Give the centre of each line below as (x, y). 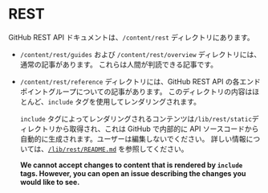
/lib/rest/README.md (82, 150)
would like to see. (50, 182)
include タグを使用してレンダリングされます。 (124, 101)
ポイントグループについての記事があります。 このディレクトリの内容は (136, 91)
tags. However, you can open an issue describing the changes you (133, 173)
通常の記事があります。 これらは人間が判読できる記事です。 (119, 64)
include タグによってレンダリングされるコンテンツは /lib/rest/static (136, 118)
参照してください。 (157, 149)
